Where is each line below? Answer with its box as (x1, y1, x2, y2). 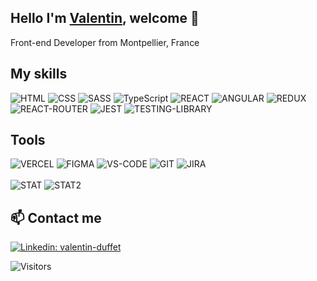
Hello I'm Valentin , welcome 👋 (10, 10, 200, 27)
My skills (10, 66, 68, 83)
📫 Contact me (10, 209, 102, 226)
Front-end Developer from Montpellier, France (10, 36, 200, 48)
